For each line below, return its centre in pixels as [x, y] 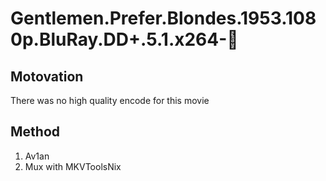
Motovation [47, 76]
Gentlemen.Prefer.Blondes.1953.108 [163, 18]
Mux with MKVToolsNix [73, 166]
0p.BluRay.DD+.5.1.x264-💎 [124, 39]
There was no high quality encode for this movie [110, 100]
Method [35, 132]
